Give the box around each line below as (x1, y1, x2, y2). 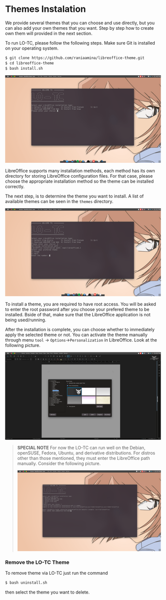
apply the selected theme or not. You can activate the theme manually (5, 332, 148, 338)
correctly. (5, 184, 25, 190)
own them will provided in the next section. (5, 30, 93, 36)
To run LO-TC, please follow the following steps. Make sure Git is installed (5, 40, 156, 46)
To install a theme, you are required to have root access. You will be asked (5, 301, 157, 307)
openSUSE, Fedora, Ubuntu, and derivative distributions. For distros (17, 450, 156, 456)
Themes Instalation (5, 3, 86, 15)
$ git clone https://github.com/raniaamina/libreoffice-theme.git (5, 55, 145, 60)
